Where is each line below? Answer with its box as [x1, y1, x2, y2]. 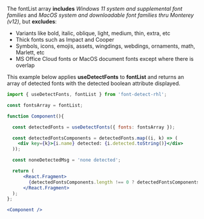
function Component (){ [7, 113, 64, 119]
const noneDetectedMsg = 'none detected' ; [12, 157, 121, 163]
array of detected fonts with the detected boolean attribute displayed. [7, 80, 180, 87]
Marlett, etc [15, 49, 45, 56]
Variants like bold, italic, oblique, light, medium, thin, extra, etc [15, 30, 171, 37]
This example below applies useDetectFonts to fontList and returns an [7, 74, 184, 80]
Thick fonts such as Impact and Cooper [15, 36, 114, 43]
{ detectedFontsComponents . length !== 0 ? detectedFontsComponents [28, 179, 200, 185]
